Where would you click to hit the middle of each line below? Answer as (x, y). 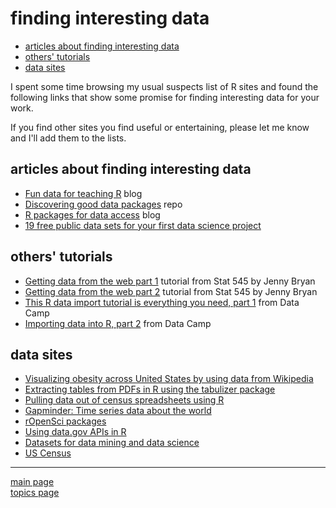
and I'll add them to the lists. (68, 138)
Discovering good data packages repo (103, 204)
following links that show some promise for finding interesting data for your (165, 97)
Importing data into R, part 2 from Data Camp (118, 323)
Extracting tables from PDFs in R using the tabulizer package (150, 389)
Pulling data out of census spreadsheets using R (124, 400)
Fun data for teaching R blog (83, 193)
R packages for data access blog (92, 214)
